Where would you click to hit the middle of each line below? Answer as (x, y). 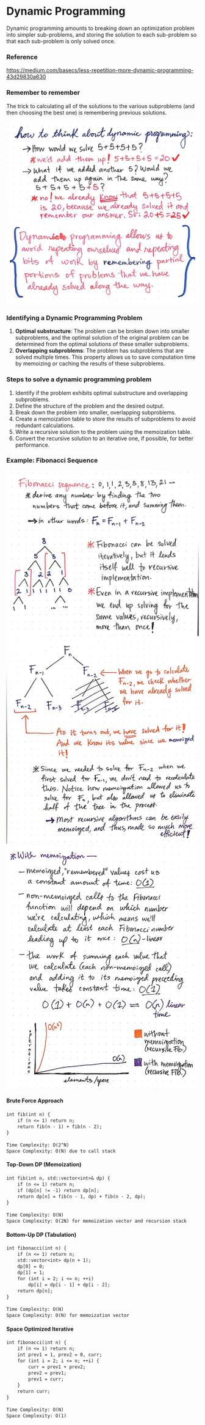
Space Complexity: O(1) (37, 1416)
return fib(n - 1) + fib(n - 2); (60, 1126)
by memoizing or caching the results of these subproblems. (90, 364)
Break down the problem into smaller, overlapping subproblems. (95, 412)
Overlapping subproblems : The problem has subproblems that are (99, 351)
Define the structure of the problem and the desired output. (90, 406)
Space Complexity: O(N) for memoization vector (68, 1316)
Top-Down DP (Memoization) (44, 1165)
